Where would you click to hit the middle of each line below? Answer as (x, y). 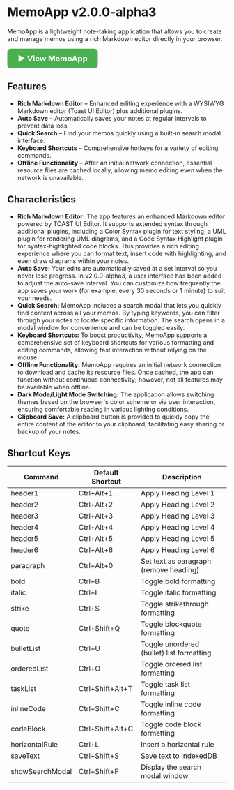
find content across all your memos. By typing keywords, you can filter (119, 313)
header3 (25, 516)
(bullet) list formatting (176, 653)
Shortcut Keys (39, 453)
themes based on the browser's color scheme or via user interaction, (116, 401)
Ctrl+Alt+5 (96, 539)
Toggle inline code (171, 704)
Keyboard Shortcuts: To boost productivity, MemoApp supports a (112, 335)
